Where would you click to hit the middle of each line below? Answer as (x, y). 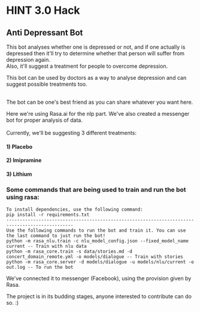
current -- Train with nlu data (46, 247)
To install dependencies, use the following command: (75, 210)
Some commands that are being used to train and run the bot (96, 190)
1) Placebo (19, 146)
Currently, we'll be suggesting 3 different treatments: (71, 133)
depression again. (28, 60)
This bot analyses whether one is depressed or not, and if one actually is (96, 47)
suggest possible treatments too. (47, 84)
